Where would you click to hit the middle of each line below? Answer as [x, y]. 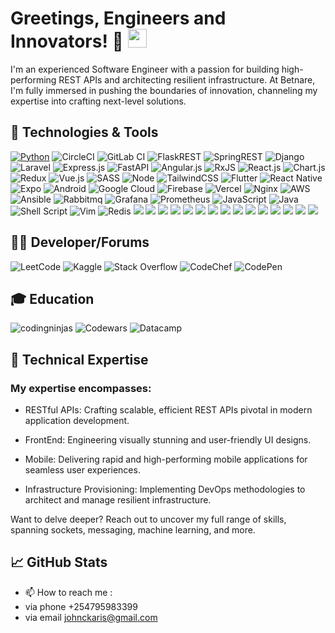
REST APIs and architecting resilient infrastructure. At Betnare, [187, 79]
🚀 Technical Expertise [79, 359]
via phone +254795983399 [81, 606]
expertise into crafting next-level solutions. [98, 101]
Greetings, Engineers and [118, 18]
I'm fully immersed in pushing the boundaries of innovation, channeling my [164, 90]
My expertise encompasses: [81, 388]
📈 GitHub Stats [59, 562]
